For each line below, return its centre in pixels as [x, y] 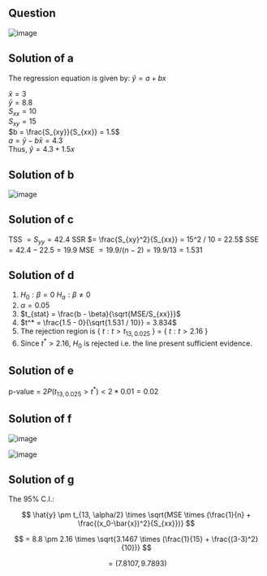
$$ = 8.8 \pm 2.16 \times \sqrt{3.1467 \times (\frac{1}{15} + [112, 539]
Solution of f [40, 419]
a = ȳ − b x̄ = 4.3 [36, 140]
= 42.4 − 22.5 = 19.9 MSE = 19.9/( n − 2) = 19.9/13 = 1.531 [106, 250]
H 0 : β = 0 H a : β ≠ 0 [55, 296]
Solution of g [41, 479]
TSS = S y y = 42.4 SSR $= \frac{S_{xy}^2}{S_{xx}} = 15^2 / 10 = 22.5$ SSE [134, 240]
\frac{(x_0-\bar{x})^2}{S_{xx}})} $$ [136, 523]
